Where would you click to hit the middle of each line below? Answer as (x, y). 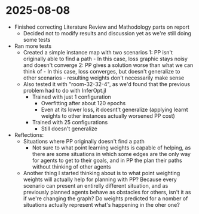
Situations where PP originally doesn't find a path (84, 141)
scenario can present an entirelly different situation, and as (96, 185)
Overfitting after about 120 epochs (83, 103)
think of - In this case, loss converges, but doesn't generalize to (102, 71)
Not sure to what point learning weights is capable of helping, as (111, 148)
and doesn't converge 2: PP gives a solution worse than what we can (108, 65)
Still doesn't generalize (69, 129)
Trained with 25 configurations (70, 122)
